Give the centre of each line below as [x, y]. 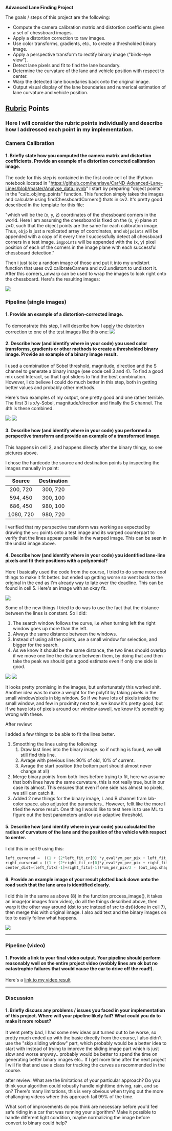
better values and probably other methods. [50, 387]
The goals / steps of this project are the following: [58, 17]
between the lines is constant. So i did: [46, 613]
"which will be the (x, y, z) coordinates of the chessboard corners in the [81, 215]
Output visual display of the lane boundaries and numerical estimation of [89, 87]
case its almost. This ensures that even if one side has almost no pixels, [88, 787]
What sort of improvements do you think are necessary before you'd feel [82, 1107]
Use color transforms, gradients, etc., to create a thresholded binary [84, 44]
